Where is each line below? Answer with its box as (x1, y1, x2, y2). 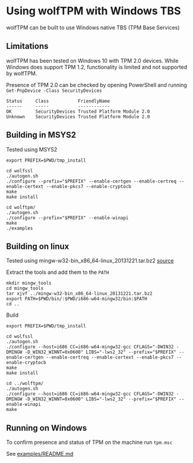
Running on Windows (6, 422, 87, 433)
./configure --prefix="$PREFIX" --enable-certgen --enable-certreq (6, 178, 177, 184)
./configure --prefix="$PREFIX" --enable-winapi (6, 215, 129, 221)
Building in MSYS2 (6, 130, 76, 140)
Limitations (6, 41, 49, 51)
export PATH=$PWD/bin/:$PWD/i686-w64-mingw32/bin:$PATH (6, 296, 147, 302)
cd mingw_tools (6, 285, 44, 292)
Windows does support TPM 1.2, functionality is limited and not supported (6, 63, 188, 70)
